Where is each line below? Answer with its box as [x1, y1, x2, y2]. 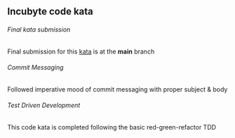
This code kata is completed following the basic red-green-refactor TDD [7, 123, 216, 131]
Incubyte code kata [7, 6, 93, 18]
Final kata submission [7, 25, 71, 34]
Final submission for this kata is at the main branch [7, 47, 155, 56]
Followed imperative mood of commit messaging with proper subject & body [7, 84, 228, 94]
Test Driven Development [7, 101, 81, 110]
